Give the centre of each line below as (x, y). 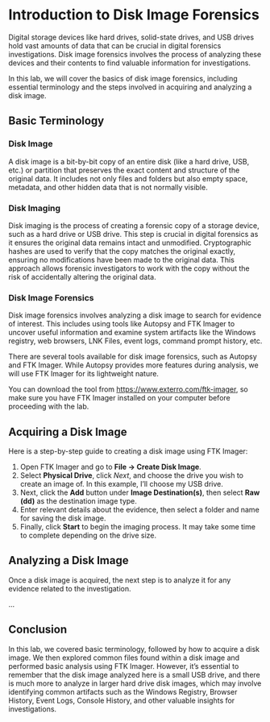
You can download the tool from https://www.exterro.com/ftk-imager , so (128, 389)
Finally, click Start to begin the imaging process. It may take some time (138, 527)
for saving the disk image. (63, 518)
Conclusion (38, 630)
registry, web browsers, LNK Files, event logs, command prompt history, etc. (135, 341)
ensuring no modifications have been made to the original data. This (122, 259)
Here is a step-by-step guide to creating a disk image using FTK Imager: (128, 451)
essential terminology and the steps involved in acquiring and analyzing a (130, 87)
